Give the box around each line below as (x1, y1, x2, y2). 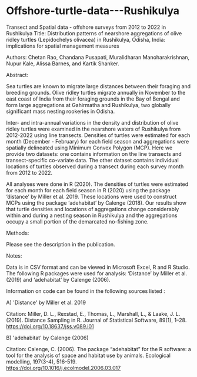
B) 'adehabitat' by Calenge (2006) (6, 334, 89, 341)
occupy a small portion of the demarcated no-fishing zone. (6, 218, 149, 225)
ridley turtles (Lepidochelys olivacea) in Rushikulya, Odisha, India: (6, 36, 166, 43)
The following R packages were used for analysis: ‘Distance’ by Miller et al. (6, 269, 187, 277)
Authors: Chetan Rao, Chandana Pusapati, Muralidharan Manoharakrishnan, (6, 54, 190, 61)
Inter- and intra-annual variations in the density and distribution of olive (6, 119, 179, 126)
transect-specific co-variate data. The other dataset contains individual (6, 156, 179, 164)
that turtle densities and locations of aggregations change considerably (6, 205, 179, 212)
